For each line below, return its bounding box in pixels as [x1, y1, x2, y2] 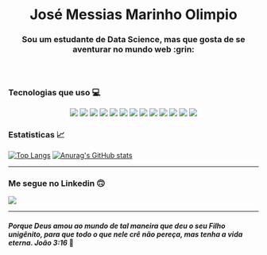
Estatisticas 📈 [8, 129, 65, 141]
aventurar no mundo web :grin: [72, 44, 195, 55]
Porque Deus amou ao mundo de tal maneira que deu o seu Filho [8, 221, 226, 230]
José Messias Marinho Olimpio [29, 6, 238, 24]
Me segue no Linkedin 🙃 [8, 177, 106, 188]
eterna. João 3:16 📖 [8, 238, 74, 247]
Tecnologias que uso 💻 [8, 87, 101, 98]
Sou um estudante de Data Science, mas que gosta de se [21, 34, 246, 45]
